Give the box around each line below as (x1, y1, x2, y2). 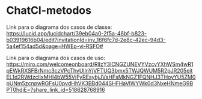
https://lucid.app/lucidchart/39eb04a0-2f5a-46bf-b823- (6, 29, 147, 37)
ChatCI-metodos (6, 4, 92, 17)
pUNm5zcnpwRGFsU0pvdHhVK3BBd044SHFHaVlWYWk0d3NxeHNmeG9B (6, 79, 194, 87)
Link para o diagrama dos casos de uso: (6, 54, 105, 61)
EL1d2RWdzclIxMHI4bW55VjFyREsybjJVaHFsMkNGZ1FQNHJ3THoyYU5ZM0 (6, 73, 196, 80)
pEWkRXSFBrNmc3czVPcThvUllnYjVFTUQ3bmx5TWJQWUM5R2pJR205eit (6, 67, 193, 74)
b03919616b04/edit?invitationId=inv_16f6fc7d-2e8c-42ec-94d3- (6, 36, 167, 43)
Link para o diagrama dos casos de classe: (6, 23, 112, 31)
